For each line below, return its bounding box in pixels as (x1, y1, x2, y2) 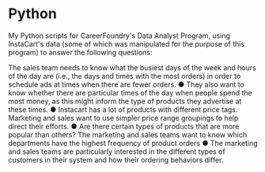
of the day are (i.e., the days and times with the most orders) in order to (8, 71, 241, 80)
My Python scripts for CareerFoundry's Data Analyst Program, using (8, 31, 231, 40)
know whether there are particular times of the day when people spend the (8, 88, 252, 97)
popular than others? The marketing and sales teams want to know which (8, 129, 248, 139)
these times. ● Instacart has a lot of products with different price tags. (8, 104, 238, 114)
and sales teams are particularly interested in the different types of (8, 147, 225, 156)
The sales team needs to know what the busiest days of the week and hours (8, 62, 257, 72)
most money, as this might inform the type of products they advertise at (8, 96, 242, 106)
